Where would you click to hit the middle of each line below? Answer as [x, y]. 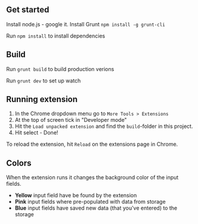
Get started [28, 10]
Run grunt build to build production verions [60, 69]
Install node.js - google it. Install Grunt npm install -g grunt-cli [86, 24]
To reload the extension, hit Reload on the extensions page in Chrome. [92, 144]
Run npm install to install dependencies [56, 36]
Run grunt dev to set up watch [44, 81]
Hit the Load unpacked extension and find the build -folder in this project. [104, 126]
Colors [19, 163]
